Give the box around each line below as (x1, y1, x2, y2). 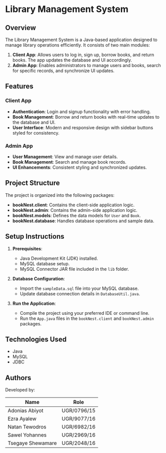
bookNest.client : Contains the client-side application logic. (12, 202, 135, 208)
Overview (5, 24, 36, 32)
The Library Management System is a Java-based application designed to (5, 37, 157, 43)
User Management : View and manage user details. (12, 154, 118, 160)
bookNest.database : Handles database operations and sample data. (12, 218, 154, 224)
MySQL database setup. (19, 260, 70, 266)
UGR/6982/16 (61, 423, 96, 430)
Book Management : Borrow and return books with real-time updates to (12, 114, 160, 120)
